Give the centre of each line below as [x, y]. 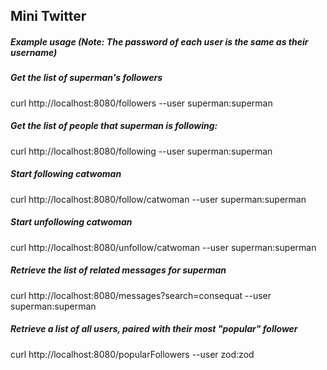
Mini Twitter [48, 16]
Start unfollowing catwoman [71, 222]
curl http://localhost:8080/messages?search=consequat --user [141, 295]
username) [34, 52]
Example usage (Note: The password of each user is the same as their [159, 41]
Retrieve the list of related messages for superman [118, 270]
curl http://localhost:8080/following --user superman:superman [141, 151]
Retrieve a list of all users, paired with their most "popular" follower [154, 329]
